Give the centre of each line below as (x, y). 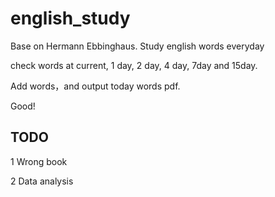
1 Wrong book (39, 161)
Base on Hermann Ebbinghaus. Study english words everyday (137, 46)
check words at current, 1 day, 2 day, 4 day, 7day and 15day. (134, 65)
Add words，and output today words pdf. (95, 86)
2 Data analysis (42, 181)
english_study (70, 18)
